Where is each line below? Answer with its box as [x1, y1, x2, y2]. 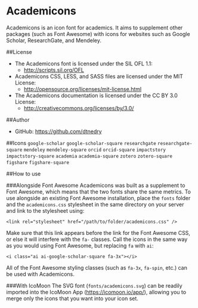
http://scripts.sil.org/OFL [23, 66, 85, 73]
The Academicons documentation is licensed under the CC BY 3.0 [14, 92, 178, 99]
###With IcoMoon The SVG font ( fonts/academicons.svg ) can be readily [6, 282, 183, 289]
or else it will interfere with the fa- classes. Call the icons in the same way [6, 235, 188, 243]
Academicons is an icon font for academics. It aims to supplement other [6, 24, 183, 31]
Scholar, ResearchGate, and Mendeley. [6, 37, 102, 44]
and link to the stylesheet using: [6, 207, 85, 214]
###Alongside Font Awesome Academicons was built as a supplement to [6, 182, 185, 189]
